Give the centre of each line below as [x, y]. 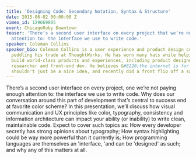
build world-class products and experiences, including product [91, 60]
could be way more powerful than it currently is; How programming [87, 137]
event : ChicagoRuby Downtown [41, 28]
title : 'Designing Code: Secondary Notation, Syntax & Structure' [88, 11]
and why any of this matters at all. [47, 150]
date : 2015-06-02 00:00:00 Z [41, 17]
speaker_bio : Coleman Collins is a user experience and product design [95, 50]
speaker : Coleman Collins [37, 44]
